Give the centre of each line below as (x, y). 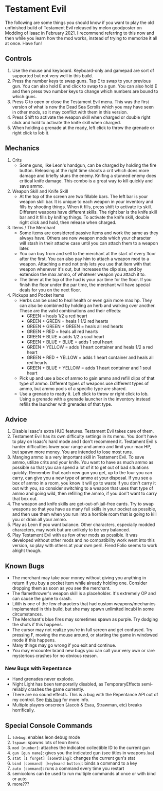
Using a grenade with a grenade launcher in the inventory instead (85, 399)
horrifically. (23, 710)
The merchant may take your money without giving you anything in (79, 578)
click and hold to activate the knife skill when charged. (67, 122)
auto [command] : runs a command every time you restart (68, 769)
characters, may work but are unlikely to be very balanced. (71, 530)
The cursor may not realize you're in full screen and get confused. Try (82, 630)
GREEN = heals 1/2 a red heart (57, 316)
